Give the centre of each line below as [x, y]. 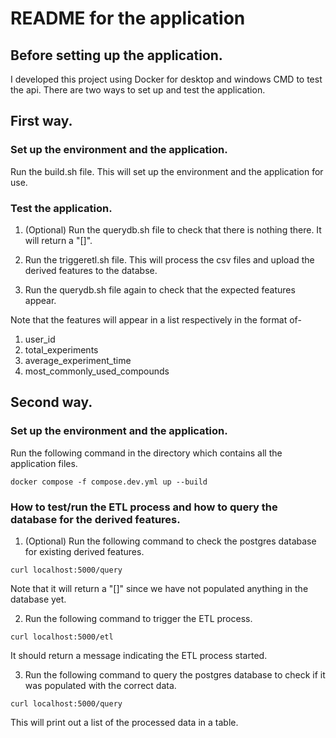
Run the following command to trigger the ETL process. [138, 618]
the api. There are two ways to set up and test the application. [138, 90]
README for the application [128, 18]
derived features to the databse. [91, 270]
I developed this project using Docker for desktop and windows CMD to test [166, 79]
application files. [44, 463]
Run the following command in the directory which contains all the [146, 453]
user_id [40, 339]
